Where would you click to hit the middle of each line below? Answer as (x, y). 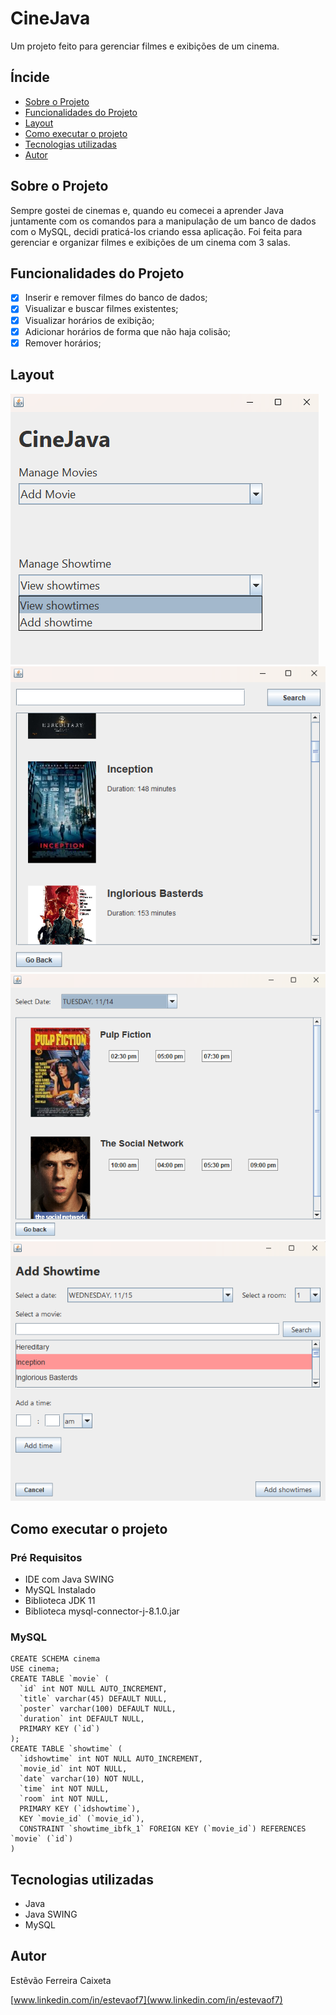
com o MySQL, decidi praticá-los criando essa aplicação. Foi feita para (156, 231)
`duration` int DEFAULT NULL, (82, 1719)
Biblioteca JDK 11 (60, 1600)
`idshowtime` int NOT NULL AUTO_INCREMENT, (111, 1759)
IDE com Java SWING (69, 1579)
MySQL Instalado (60, 1589)
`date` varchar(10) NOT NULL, (82, 1779)
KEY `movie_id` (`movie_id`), (82, 1819)
